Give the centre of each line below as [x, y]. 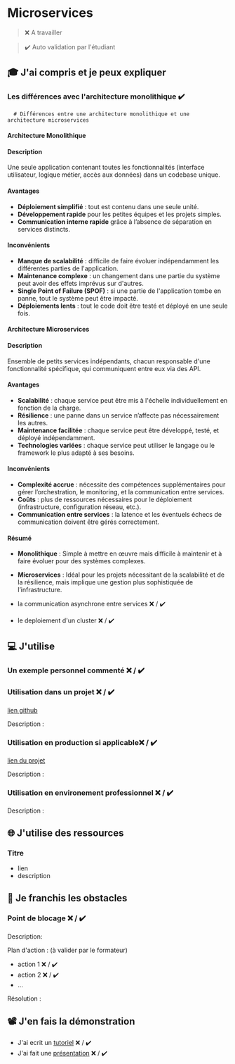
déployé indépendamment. [56, 437]
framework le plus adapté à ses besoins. [76, 453]
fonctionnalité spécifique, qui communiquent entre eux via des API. [104, 368]
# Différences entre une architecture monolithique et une [102, 114]
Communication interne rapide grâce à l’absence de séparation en [115, 221]
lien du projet [26, 761]
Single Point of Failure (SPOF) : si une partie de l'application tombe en [119, 291]
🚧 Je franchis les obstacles [67, 898]
